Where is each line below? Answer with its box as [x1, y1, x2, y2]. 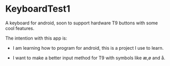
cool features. [5, 25, 35, 31]
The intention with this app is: [5, 35, 67, 41]
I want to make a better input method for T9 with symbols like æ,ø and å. [12, 54, 165, 61]
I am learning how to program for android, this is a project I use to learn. [12, 45, 164, 51]
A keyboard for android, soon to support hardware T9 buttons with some [5, 20, 158, 26]
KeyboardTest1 [5, 3, 70, 15]
